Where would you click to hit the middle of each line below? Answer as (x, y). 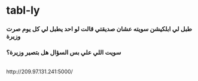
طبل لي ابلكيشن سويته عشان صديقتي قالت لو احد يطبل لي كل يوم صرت (99, 29)
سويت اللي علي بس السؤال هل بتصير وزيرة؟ (64, 52)
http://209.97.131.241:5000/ (39, 71)
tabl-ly (23, 10)
